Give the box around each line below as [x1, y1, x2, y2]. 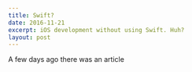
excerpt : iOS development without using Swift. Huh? [8, 26, 185, 34]
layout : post [8, 33, 51, 41]
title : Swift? [8, 11, 55, 20]
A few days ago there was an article [8, 55, 124, 64]
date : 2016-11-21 [8, 19, 65, 27]
